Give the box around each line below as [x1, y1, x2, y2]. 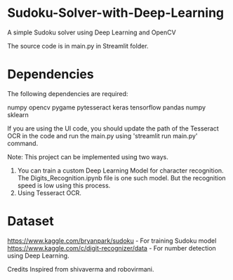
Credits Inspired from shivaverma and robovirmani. [7, 265, 154, 273]
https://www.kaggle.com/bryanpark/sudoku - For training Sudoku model [7, 236, 217, 245]
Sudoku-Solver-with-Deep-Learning [7, 5, 225, 21]
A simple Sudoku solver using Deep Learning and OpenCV [7, 28, 177, 36]
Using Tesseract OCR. [17, 188, 82, 197]
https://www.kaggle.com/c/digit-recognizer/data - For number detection [7, 244, 216, 252]
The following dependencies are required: [7, 89, 128, 98]
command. [7, 139, 39, 147]
